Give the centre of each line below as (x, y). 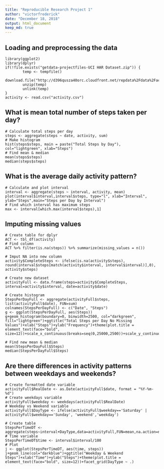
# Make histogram (23, 140)
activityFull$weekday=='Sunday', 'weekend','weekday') (62, 415)
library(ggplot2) (23, 59)
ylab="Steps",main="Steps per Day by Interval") (55, 200)
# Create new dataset (27, 278)
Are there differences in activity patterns (68, 366)
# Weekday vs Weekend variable (37, 406)
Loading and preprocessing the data (61, 48)
